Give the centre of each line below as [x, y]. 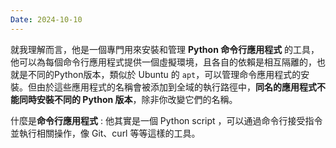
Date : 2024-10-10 [46, 19]
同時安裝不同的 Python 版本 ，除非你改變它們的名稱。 [128, 99]
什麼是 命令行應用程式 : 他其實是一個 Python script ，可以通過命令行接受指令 [166, 120]
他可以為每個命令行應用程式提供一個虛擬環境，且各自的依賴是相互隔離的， [163, 62]
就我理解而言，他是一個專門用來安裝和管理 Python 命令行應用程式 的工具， [165, 49]
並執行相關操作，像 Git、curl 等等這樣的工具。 [105, 133]
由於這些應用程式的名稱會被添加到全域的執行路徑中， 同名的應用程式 [176, 87]
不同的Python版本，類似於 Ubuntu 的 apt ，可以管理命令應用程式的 [164, 74]
